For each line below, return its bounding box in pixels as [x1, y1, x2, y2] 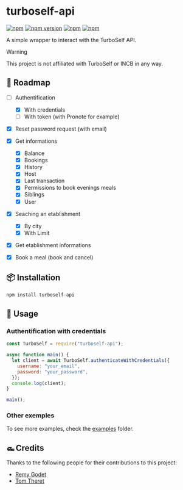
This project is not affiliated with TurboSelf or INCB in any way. [6, 60, 163, 67]
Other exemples [6, 411, 55, 420]
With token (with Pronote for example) [24, 113, 120, 120]
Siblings [24, 191, 44, 198]
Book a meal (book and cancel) [15, 253, 94, 261]
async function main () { [6, 352, 69, 358]
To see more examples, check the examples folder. [6, 425, 134, 433]
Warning [6, 48, 27, 56]
